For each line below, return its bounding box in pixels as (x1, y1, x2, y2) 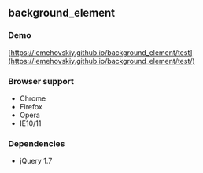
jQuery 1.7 (19, 156, 53, 166)
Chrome (19, 94, 46, 103)
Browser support (8, 75, 75, 86)
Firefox (19, 101, 43, 111)
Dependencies (8, 138, 65, 149)
